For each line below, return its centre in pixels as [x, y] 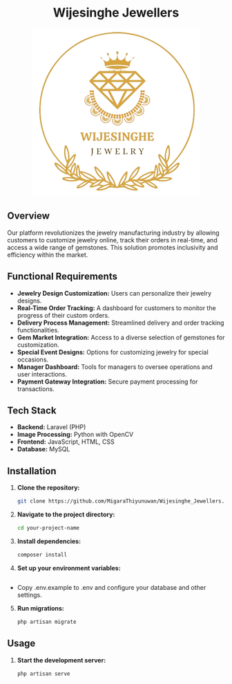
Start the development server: [61, 660]
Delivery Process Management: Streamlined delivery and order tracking [120, 323]
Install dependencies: [49, 541]
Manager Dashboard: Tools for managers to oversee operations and [115, 367]
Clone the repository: [48, 488]
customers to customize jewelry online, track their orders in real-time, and [112, 240]
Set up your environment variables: [69, 568]
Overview [29, 216]
